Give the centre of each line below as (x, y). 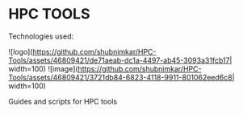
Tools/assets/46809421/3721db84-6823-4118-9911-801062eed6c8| (122, 77)
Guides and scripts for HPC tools (63, 101)
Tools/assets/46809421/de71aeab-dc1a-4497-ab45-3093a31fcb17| (120, 60)
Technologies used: (41, 36)
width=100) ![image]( (43, 68)
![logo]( (21, 51)
